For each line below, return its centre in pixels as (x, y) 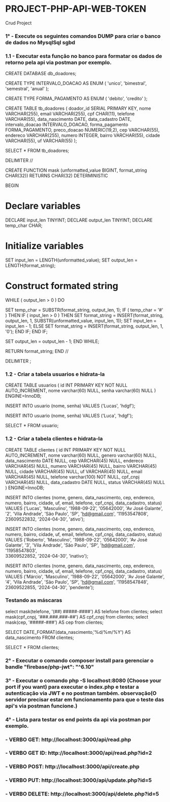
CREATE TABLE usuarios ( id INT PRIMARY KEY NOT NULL (66, 385)
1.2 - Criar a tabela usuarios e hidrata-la (55, 374)
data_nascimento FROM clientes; (40, 637)
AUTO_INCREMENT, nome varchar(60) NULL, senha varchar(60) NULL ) (81, 391)
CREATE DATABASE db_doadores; (41, 74)
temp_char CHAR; (24, 226)
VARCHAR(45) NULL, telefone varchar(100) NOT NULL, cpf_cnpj (73, 477)
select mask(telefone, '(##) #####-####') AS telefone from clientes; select (84, 611)
